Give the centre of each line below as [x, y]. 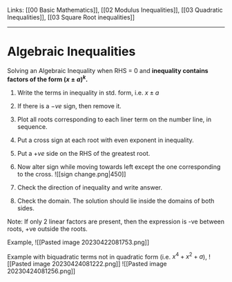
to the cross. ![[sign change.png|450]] [71, 174]
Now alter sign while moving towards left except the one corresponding [119, 167]
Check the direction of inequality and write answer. [90, 187]
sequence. [32, 126]
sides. [26, 208]
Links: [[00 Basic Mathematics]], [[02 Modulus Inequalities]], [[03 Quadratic [115, 10]
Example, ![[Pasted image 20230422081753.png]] [78, 242]
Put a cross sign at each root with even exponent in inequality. [106, 140]
